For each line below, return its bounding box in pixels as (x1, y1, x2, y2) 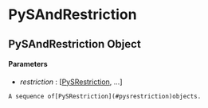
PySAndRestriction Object (8, 37, 141, 51)
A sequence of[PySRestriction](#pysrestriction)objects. (8, 92, 202, 100)
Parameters (8, 60, 48, 69)
